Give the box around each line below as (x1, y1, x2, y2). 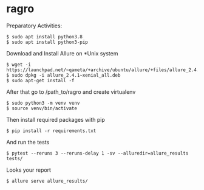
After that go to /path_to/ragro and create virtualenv (6, 88, 136, 96)
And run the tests (6, 138, 50, 146)
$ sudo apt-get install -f (6, 77, 75, 83)
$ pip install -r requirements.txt (6, 127, 97, 134)
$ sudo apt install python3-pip (6, 39, 88, 45)
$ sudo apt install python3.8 (6, 33, 83, 40)
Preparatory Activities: (6, 22, 63, 29)
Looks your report (6, 166, 52, 174)
